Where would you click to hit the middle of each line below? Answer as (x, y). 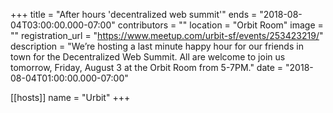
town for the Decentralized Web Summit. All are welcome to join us (148, 57)
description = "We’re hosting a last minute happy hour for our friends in (157, 46)
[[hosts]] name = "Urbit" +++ (70, 97)
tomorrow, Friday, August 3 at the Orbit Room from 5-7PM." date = (147, 67)
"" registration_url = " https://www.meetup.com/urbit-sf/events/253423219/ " (167, 35)
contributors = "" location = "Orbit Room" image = (220, 25)
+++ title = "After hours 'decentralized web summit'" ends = (134, 14)
